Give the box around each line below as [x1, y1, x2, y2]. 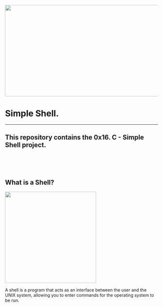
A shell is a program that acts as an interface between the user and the [5, 287, 147, 293]
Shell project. [5, 141, 47, 149]
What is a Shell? [5, 178, 54, 187]
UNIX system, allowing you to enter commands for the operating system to [5, 292, 154, 298]
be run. [5, 297, 19, 303]
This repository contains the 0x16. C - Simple [5, 134, 144, 142]
